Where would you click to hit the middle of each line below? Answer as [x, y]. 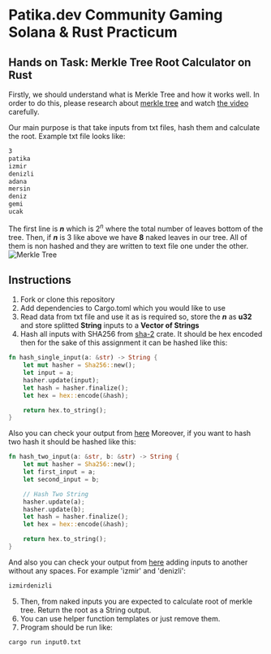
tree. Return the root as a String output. [86, 610]
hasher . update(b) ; [54, 509]
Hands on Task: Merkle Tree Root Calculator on [130, 62]
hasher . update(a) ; [54, 502]
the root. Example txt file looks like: [67, 136]
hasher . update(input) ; [61, 380]
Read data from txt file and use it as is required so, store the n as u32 [136, 317]
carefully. [24, 112]
